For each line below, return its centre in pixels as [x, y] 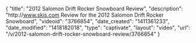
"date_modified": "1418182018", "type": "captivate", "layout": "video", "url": [98, 27]
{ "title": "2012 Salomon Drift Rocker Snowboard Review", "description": [94, 9]
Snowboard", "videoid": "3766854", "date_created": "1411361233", [87, 21]
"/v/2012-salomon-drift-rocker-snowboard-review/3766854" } [83, 34]
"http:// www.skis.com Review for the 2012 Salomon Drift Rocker [85, 15]
